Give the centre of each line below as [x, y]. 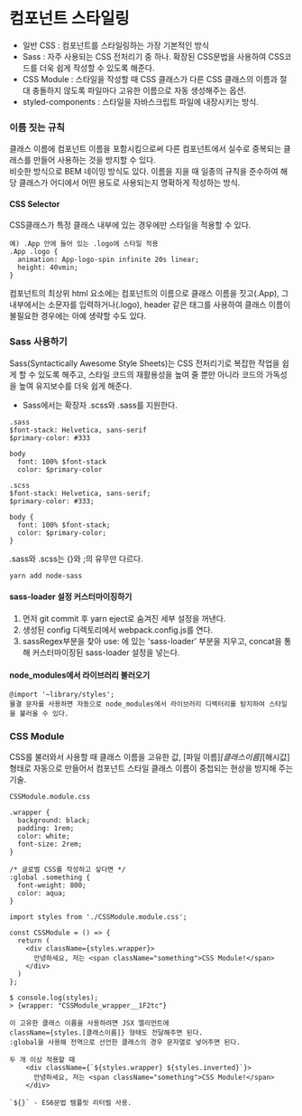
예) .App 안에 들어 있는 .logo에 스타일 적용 [84, 244]
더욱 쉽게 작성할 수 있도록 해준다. [97, 68]
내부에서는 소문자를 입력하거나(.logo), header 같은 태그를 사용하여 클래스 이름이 [150, 305]
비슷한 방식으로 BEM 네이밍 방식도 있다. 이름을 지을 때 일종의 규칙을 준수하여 [144, 172]
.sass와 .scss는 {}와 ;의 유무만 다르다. [76, 558]
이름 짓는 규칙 [37, 127]
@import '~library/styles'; [62, 695]
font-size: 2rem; [50, 844]
